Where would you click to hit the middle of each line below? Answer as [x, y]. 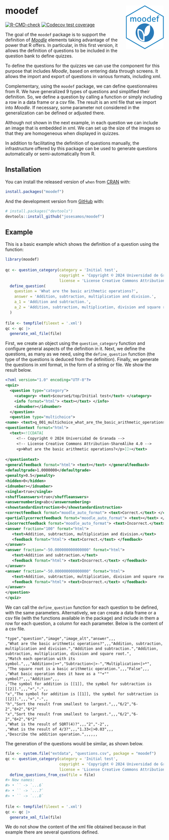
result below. [18, 370]
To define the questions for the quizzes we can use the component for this [82, 65]
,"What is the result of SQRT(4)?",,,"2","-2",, [57, 724]
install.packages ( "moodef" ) [35, 191]
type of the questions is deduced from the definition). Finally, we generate [82, 360]
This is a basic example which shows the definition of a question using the [82, 244]
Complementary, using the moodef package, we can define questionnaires [81, 86]
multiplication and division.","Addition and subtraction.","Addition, [82, 649]
